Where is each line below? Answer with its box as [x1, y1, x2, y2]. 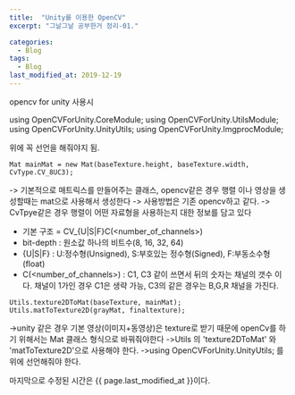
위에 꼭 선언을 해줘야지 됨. [9, 142, 100, 153]
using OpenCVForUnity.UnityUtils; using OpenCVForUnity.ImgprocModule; [9, 123, 284, 134]
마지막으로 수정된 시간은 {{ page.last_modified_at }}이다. [9, 374, 211, 385]
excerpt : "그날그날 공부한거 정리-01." [9, 21, 139, 30]
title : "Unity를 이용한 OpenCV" [9, 13, 127, 22]
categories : [9, 38, 54, 46]
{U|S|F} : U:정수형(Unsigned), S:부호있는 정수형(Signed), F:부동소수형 [21, 248, 271, 259]
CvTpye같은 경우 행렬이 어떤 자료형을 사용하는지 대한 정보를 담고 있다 [9, 206, 252, 217]
